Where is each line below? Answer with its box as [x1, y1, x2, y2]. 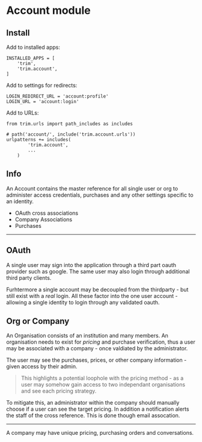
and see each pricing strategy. [20, 387, 97, 395]
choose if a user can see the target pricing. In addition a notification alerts [6, 405, 189, 413]
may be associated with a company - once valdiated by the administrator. [6, 345, 188, 352]
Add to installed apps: [6, 43, 60, 51]
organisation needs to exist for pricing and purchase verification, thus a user [6, 338, 195, 346]
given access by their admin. [6, 363, 78, 370]
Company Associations [14, 215, 73, 223]
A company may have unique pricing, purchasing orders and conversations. [6, 429, 194, 437]
